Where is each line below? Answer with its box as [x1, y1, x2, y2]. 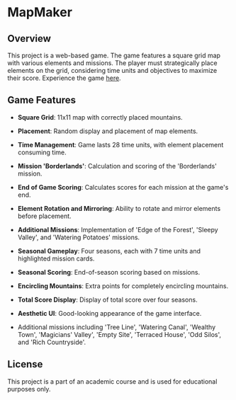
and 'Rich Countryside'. [17, 338, 86, 346]
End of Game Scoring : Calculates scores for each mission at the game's [17, 183, 229, 191]
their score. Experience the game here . [7, 74, 122, 82]
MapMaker [7, 4, 73, 21]
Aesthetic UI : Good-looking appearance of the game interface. [17, 309, 202, 317]
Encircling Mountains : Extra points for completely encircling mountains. [17, 281, 229, 290]
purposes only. [7, 384, 51, 393]
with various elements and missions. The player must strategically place [7, 59, 218, 67]
